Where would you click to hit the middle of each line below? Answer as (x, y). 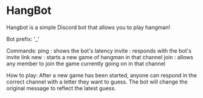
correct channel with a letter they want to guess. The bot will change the (97, 82)
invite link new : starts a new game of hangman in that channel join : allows (100, 57)
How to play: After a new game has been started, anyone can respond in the (102, 75)
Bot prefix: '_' (23, 39)
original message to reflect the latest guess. (61, 88)
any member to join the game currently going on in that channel (86, 64)
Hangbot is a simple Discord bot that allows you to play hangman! (88, 27)
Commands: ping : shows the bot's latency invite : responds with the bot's (99, 51)
